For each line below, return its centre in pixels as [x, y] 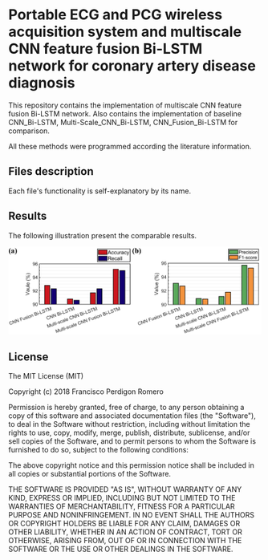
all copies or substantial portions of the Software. [89, 474]
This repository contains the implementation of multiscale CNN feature [125, 105]
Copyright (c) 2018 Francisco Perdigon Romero [86, 392]
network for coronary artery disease [132, 66]
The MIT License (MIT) [46, 376]
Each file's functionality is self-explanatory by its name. [99, 191]
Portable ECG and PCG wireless [116, 15]
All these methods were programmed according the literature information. [130, 146]
